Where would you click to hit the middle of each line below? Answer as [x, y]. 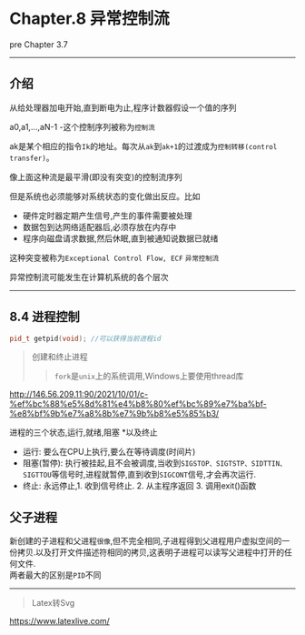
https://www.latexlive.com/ [60, 621]
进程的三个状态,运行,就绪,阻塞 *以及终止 [84, 432]
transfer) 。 [32, 157]
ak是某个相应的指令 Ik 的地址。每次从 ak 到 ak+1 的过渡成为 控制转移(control [143, 146]
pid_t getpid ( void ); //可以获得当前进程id [85, 338]
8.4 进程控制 [44, 317]
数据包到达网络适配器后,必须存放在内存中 [99, 227]
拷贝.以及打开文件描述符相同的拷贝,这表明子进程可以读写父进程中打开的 [151, 552]
